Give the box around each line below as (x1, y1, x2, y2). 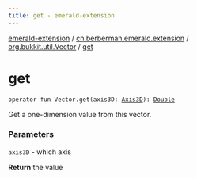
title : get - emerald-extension (8, 11, 115, 20)
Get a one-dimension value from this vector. (8, 109, 152, 119)
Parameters (8, 129, 54, 140)
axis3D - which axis (8, 147, 71, 157)
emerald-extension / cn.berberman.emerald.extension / (8, 33, 190, 43)
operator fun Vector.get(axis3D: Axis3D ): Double (8, 96, 176, 104)
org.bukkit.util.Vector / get (8, 41, 93, 51)
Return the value (8, 162, 63, 172)
